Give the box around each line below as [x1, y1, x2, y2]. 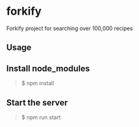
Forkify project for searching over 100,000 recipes [6, 25, 133, 32]
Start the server [6, 97, 69, 108]
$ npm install [21, 80, 54, 87]
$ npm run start [21, 114, 61, 121]
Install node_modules [6, 63, 90, 74]
